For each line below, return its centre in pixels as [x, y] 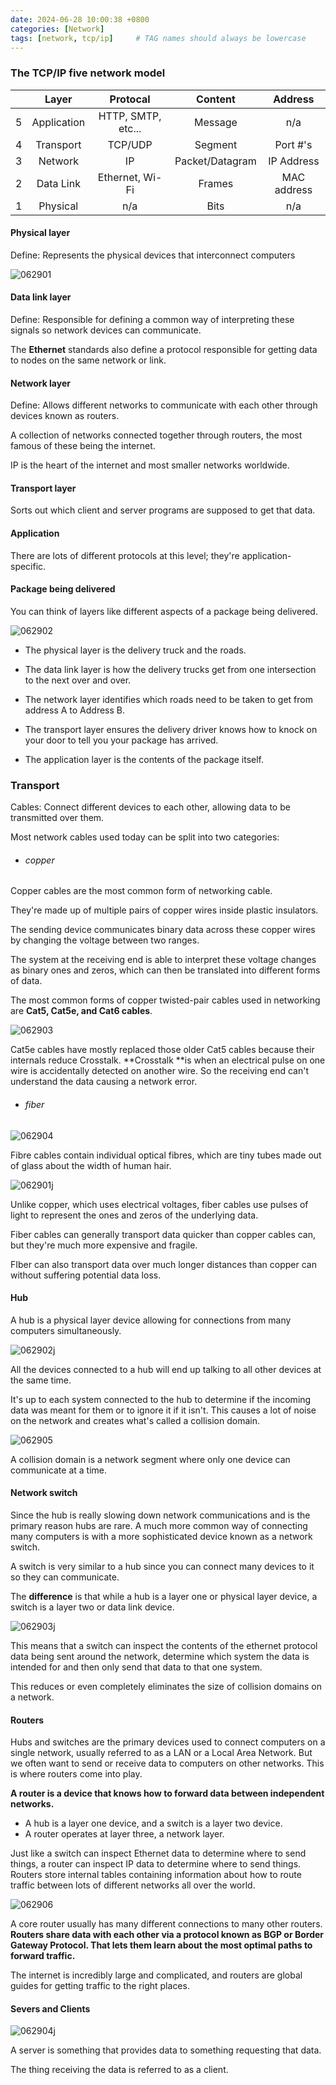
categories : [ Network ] [57, 29]
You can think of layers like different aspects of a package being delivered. [164, 611]
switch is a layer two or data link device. [92, 1607]
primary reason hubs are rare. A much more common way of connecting [159, 1525]
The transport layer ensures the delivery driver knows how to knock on [171, 729]
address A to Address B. [75, 710]
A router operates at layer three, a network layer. [124, 1834]
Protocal [130, 99]
